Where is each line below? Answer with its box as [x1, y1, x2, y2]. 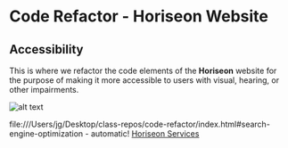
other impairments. [9, 85, 79, 95]
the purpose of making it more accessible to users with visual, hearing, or [9, 75, 279, 86]
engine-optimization [9, 128, 84, 139]
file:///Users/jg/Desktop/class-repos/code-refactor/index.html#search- [9, 119, 270, 129]
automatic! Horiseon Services [90, 128, 200, 139]
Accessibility [9, 42, 84, 57]
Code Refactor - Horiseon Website [9, 6, 269, 27]
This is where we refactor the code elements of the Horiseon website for [9, 65, 277, 76]
